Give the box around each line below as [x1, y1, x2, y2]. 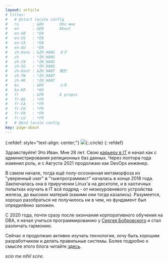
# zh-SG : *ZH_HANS [5, 64, 55, 69]
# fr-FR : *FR [5, 111, 44, 116]
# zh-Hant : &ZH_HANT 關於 [5, 69, 67, 74]
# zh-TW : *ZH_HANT [5, 73, 55, 78]
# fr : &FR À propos [5, 92, 78, 97]
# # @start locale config [5, 17, 65, 22]
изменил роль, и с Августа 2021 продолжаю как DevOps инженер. [5, 160, 149, 166]
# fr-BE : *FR [5, 97, 44, 102]
